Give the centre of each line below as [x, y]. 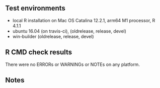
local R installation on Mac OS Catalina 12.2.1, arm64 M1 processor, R [84, 20]
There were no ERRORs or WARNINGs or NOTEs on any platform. [72, 64]
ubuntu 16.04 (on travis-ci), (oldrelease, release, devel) [69, 31]
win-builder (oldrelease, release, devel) [53, 36]
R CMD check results [39, 52]
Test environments [35, 8]
